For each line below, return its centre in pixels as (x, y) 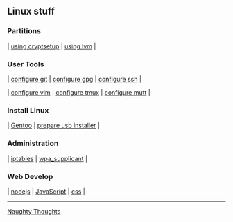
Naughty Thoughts (34, 211)
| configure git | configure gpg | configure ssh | (75, 79)
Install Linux (28, 110)
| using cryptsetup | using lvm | (52, 46)
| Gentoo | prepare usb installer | (54, 126)
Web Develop (30, 176)
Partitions (24, 31)
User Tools (26, 64)
